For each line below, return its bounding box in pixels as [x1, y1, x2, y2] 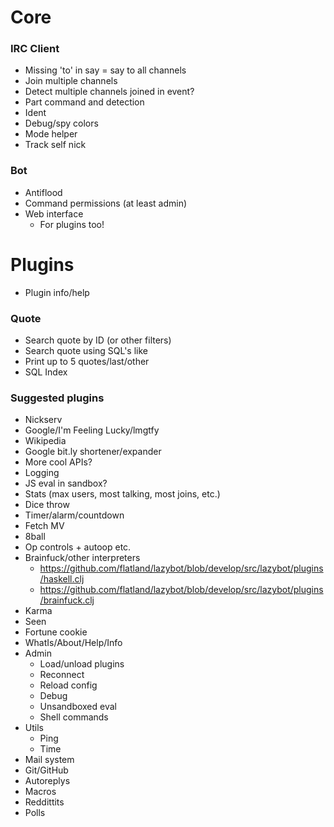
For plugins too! [39, 218, 105, 230]
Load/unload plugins [39, 658, 125, 670]
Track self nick [24, 139, 87, 151]
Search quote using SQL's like [24, 345, 149, 357]
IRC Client [10, 42, 60, 56]
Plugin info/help [24, 286, 90, 298]
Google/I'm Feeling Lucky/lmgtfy [24, 424, 160, 436]
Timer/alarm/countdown [24, 509, 125, 521]
